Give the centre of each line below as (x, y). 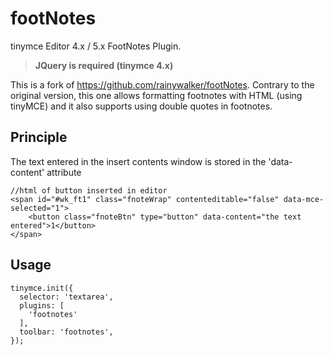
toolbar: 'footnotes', (66, 332)
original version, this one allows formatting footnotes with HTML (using (156, 95)
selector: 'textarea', (66, 297)
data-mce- (304, 199)
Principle (39, 137)
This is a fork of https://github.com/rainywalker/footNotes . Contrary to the (162, 84)
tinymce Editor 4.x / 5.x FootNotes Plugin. (96, 46)
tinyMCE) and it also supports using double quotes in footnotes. (141, 106)
